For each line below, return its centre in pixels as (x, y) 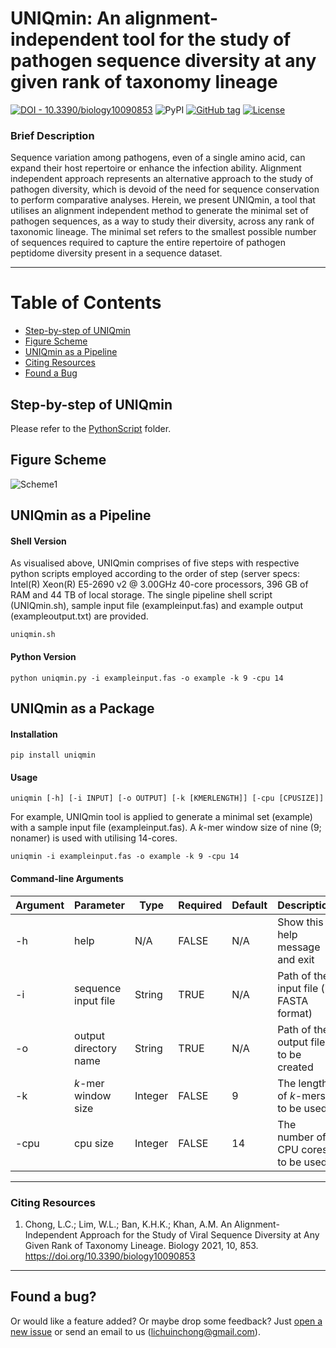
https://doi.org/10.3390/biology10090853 (110, 1256)
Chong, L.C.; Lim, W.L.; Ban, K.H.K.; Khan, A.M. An (128, 1224)
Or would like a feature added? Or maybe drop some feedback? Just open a (166, 1321)
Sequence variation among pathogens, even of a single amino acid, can (158, 158)
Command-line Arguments (67, 878)
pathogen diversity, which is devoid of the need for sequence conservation (165, 189)
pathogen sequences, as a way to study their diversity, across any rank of (162, 221)
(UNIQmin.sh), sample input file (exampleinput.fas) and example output (156, 606)
